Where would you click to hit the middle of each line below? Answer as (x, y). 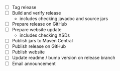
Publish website (28, 52)
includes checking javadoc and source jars (64, 19)
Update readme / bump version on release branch (64, 58)
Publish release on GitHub (39, 46)
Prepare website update (37, 30)
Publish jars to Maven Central (42, 41)
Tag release (24, 7)
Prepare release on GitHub (39, 24)
